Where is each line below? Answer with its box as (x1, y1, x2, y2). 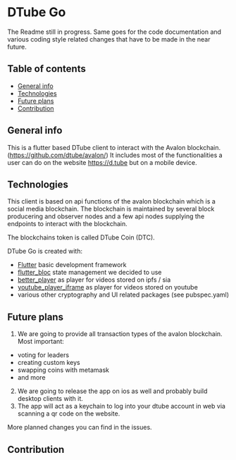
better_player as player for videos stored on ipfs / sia (17, 275, 171, 284)
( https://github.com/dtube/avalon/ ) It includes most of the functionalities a (7, 151, 223, 159)
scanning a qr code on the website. (17, 409, 120, 418)
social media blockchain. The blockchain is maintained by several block (7, 205, 215, 213)
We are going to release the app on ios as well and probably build (17, 387, 208, 395)
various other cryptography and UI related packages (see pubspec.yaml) (17, 290, 230, 299)
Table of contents (7, 63, 86, 75)
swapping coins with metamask (17, 366, 109, 374)
